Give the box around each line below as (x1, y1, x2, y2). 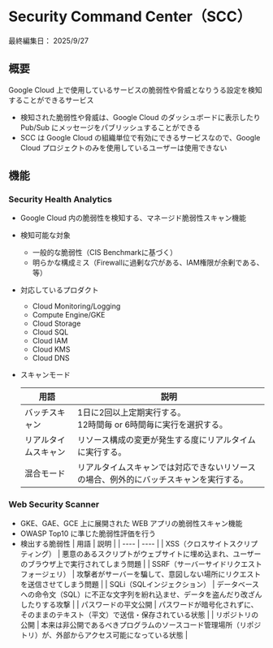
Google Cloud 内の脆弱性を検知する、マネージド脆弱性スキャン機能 (19, 213, 246, 223)
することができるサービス (8, 95, 94, 105)
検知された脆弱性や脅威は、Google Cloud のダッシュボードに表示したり (19, 112, 261, 122)
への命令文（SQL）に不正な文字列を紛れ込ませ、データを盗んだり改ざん (19, 590, 262, 599)
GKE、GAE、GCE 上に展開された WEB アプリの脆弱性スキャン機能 (19, 518, 243, 528)
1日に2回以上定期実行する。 (76, 407, 186, 418)
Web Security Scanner (8, 499, 100, 510)
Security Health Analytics (8, 194, 112, 205)
